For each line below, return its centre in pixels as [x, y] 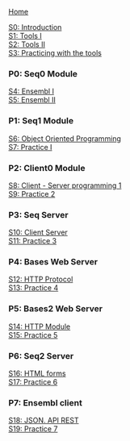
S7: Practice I [30, 147]
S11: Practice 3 [33, 241]
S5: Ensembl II [32, 100]
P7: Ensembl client [45, 403]
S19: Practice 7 [33, 429]
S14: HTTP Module [40, 327]
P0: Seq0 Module [43, 73]
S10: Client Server [38, 232]
